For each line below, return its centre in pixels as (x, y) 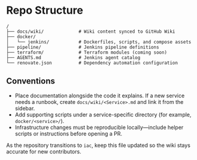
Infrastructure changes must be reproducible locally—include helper (99, 127)
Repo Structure (45, 10)
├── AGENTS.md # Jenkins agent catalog (73, 57)
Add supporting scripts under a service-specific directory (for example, (103, 115)
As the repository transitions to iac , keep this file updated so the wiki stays (98, 145)
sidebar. (25, 108)
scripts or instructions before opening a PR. (69, 133)
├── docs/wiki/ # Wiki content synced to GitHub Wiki (91, 31)
